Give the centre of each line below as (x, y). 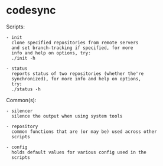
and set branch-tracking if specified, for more (72, 48)
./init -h (23, 58)
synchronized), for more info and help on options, (76, 79)
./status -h (26, 89)
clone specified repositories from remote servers (75, 43)
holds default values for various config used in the (79, 152)
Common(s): (21, 100)
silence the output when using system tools (67, 116)
